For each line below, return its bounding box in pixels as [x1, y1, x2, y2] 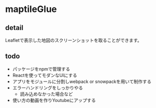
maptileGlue [5, 3, 57, 15]
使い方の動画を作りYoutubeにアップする [12, 97, 96, 103]
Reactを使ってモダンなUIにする [12, 72, 77, 78]
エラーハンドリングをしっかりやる [12, 84, 83, 90]
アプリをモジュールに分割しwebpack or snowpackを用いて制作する [12, 78, 151, 84]
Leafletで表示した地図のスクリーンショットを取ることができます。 [5, 37, 142, 43]
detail [5, 23, 24, 32]
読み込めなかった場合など [20, 91, 73, 97]
